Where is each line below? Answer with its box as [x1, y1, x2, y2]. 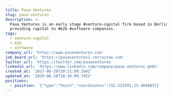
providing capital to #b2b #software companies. [10, 26, 116, 31]
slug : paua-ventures [5, 12, 50, 17]
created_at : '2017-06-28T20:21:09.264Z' [5, 69, 93, 74]
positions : [5, 78, 29, 83]
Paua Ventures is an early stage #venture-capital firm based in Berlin [10, 21, 168, 27]
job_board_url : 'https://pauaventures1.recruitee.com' [5, 54, 125, 60]
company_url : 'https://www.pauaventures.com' [5, 50, 104, 55]
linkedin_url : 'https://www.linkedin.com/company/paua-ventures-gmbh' [5, 64, 159, 69]
